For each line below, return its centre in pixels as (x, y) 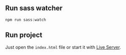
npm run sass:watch (26, 19)
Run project (24, 35)
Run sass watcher (34, 8)
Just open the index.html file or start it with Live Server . (63, 47)
